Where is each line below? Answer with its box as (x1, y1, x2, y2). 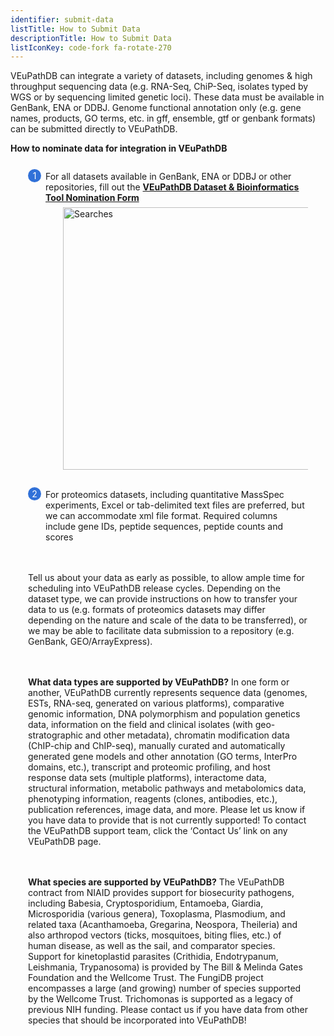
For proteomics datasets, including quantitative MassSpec (45, 489, 285, 501)
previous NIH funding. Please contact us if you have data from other (28, 1004, 308, 1016)
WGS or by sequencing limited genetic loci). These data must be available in (10, 91, 325, 103)
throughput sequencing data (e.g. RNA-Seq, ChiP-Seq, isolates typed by (10, 81, 309, 93)
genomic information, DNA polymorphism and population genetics (28, 708, 301, 720)
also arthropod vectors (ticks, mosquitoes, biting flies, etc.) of (28, 929, 282, 941)
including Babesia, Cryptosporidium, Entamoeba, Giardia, (28, 897, 264, 910)
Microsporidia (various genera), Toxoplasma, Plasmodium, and (28, 908, 286, 920)
